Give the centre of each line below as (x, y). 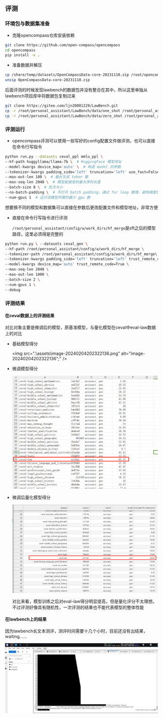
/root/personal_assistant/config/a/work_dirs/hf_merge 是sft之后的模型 (84, 228)
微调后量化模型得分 (31, 497)
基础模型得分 (25, 344)
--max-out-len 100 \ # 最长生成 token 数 (47, 177)
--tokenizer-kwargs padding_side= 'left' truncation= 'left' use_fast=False (82, 172)
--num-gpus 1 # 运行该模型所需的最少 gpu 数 (48, 197)
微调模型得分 (25, 368)
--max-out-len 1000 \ (27, 275)
